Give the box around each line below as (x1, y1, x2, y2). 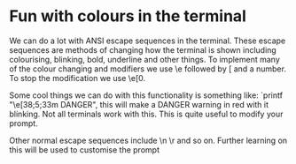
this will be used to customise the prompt (9, 144, 160, 155)
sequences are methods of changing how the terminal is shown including (9, 44, 277, 55)
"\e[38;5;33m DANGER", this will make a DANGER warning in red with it (9, 99, 269, 109)
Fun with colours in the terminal (9, 6, 246, 26)
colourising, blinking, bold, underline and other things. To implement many (9, 54, 281, 64)
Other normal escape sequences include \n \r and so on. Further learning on (9, 135, 288, 145)
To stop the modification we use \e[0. (9, 72, 146, 83)
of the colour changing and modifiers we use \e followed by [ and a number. (9, 63, 286, 74)
